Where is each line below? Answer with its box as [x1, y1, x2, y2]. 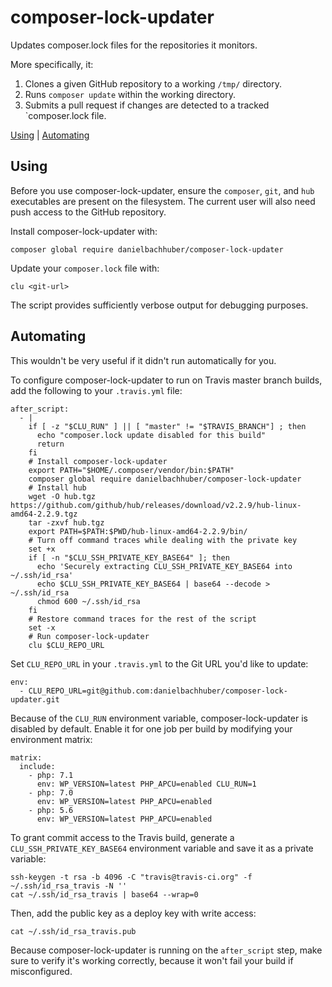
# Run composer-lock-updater [28, 631, 150, 641]
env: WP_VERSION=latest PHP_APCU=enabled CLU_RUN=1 [36, 779, 257, 789]
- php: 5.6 [28, 805, 74, 815]
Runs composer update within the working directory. [24, 88, 237, 100]
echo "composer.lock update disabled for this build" [36, 430, 267, 440]
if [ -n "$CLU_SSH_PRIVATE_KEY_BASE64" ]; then [28, 552, 230, 563]
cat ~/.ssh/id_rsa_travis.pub [10, 926, 137, 936]
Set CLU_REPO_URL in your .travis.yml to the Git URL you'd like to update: [10, 657, 309, 670]
